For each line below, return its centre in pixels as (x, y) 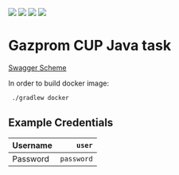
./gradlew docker (40, 97)
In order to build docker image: (59, 83)
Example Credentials (61, 123)
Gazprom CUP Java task (90, 46)
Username (33, 145)
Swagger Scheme (37, 67)
